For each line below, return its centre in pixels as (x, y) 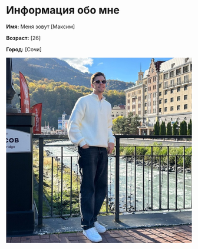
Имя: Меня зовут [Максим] (41, 26)
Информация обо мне (63, 10)
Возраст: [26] (24, 38)
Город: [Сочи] (24, 49)
